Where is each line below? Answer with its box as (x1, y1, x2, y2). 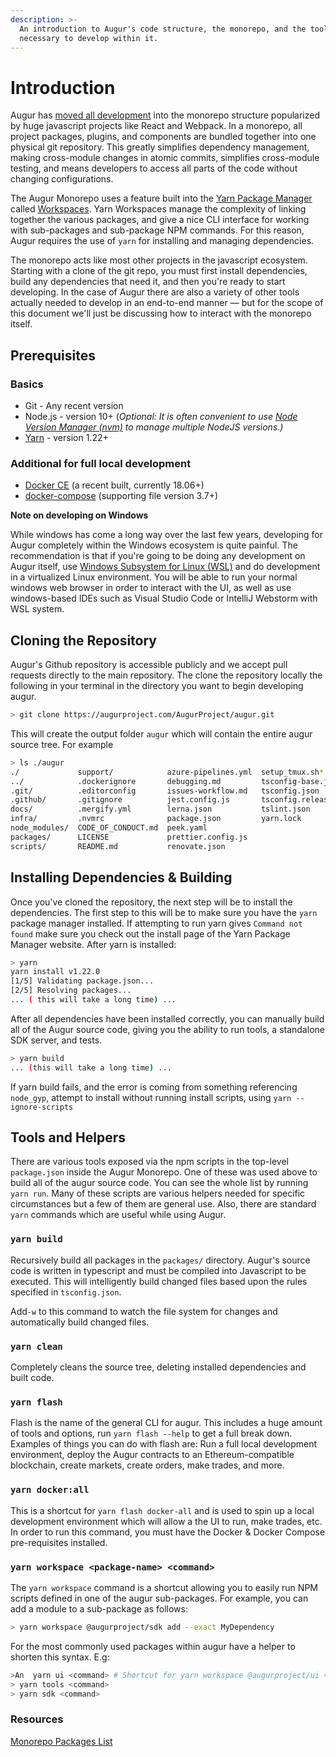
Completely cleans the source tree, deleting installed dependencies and (10, 1361, 307, 1373)
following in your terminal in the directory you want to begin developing (10, 680, 304, 692)
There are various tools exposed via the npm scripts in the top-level (10, 1156, 289, 1168)
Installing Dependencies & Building (10, 869, 233, 886)
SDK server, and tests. (10, 1034, 103, 1046)
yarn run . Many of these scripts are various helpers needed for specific (10, 1187, 306, 1200)
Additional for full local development (10, 456, 192, 470)
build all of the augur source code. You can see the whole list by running (10, 1177, 309, 1189)
